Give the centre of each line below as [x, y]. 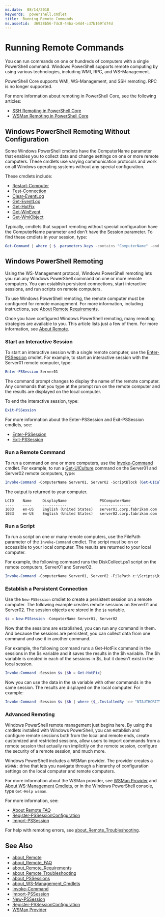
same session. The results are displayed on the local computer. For [73, 688]
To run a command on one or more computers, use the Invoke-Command [79, 463]
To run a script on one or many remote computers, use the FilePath [73, 537]
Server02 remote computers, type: [40, 473]
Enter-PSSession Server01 [31, 372]
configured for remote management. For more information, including [74, 303]
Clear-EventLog [28, 196]
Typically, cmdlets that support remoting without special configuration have [82, 226]
